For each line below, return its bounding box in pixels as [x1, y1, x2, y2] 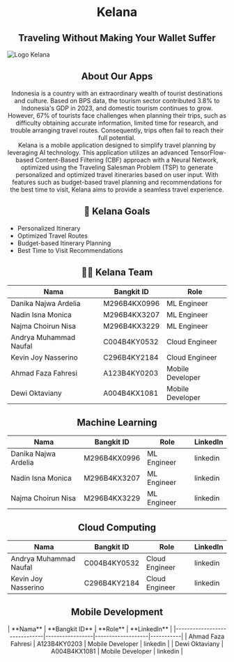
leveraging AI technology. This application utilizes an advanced [7, 148, 189, 157]
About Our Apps [81, 70, 153, 82]
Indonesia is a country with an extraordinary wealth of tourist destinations [11, 88, 223, 98]
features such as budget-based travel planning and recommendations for [11, 178, 223, 186]
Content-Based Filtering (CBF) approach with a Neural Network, [34, 155, 219, 164]
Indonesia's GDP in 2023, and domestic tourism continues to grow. [21, 104, 213, 112]
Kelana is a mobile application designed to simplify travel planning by [18, 141, 216, 149]
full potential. [98, 133, 136, 141]
